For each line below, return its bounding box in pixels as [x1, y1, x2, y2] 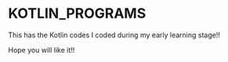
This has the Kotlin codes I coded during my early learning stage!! [8, 30, 221, 40]
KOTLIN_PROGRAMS [8, 5, 147, 22]
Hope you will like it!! [8, 45, 75, 54]
